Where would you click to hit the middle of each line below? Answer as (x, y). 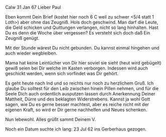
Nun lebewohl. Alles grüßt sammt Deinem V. (51, 119)
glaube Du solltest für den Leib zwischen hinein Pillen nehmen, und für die (82, 88)
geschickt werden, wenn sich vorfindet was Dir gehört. (62, 73)
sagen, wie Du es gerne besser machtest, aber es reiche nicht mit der (77, 104)
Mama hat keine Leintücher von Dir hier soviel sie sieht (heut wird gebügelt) (83, 63)
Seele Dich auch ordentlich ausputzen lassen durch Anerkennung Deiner (80, 94)
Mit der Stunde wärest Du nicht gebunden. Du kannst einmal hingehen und (82, 48)
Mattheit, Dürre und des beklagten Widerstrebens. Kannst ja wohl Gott (78, 99)
